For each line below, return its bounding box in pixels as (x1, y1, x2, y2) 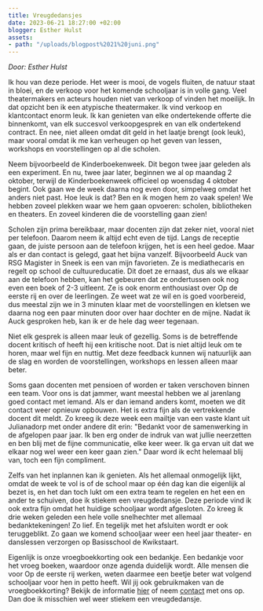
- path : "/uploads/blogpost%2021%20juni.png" (8, 41, 159, 49)
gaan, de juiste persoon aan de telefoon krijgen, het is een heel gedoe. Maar (8, 241, 255, 251)
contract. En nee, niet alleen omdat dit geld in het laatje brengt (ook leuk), (8, 127, 246, 137)
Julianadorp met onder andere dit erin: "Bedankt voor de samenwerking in (8, 422, 249, 432)
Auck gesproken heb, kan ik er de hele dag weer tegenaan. (8, 316, 199, 326)
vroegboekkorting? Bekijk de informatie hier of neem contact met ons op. (8, 586, 245, 595)
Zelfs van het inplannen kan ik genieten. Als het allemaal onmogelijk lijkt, (8, 470, 242, 480)
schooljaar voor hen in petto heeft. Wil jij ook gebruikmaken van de (8, 578, 225, 587)
